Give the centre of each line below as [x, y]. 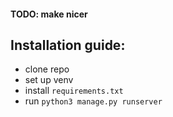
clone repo [47, 69]
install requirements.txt [74, 91]
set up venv [49, 80]
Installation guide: [68, 45]
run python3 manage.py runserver [93, 101]
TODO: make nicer [49, 14]
